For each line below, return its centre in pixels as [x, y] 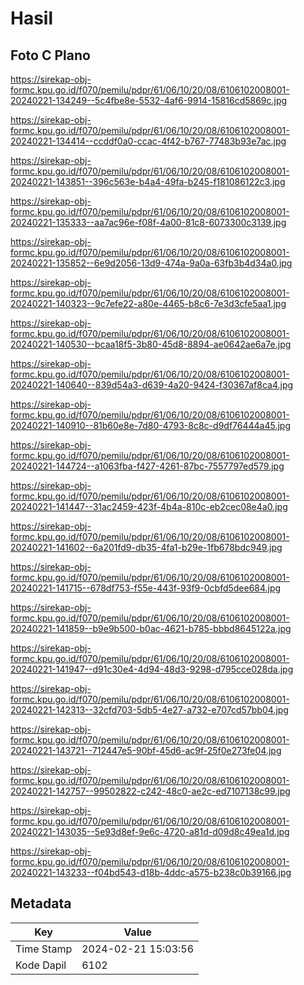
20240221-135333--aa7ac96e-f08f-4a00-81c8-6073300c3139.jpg [148, 222]
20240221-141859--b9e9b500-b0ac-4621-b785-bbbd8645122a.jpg [151, 628]
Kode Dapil [41, 965]
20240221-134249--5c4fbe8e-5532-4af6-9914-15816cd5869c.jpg [149, 100]
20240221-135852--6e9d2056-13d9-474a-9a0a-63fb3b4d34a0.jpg [151, 263]
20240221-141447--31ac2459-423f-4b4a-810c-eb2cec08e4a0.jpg [149, 506]
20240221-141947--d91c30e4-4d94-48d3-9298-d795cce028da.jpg [152, 669]
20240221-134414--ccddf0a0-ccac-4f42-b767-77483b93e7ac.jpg [148, 141]
